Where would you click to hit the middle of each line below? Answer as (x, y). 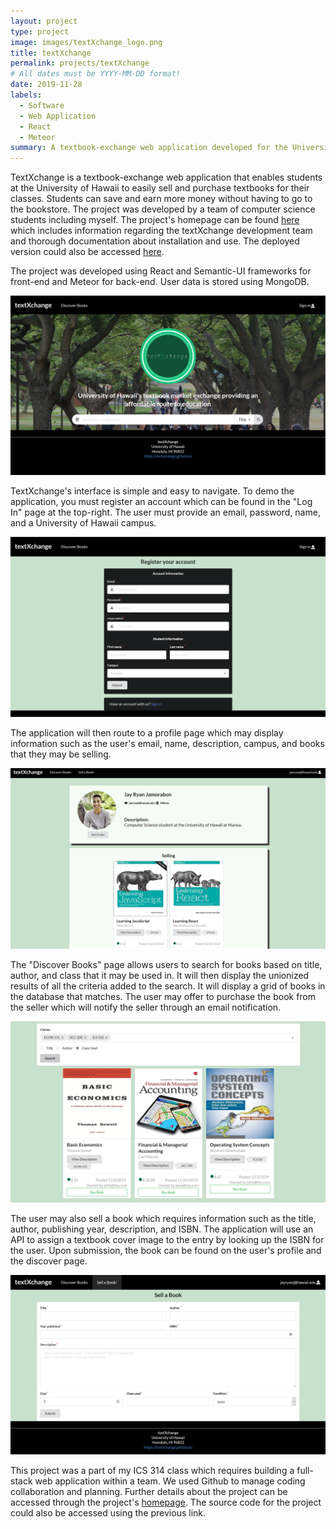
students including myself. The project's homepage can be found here (155, 220)
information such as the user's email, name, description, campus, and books (167, 743)
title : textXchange (51, 53)
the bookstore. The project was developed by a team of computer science (163, 209)
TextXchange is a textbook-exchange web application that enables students (166, 177)
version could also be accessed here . (87, 252)
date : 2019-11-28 (46, 85)
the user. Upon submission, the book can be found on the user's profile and (166, 1250)
